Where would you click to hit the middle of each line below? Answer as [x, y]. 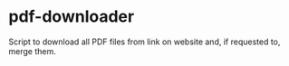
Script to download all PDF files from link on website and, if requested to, [144, 42]
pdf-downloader [72, 17]
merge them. [32, 51]
